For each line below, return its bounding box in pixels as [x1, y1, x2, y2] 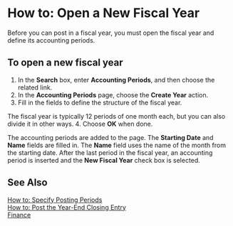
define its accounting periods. [7, 36, 95, 44]
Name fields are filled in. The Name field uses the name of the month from [7, 141, 227, 149]
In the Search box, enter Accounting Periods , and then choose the [17, 75, 215, 84]
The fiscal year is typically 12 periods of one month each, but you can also [7, 112, 226, 120]
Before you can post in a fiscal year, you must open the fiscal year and [7, 28, 214, 37]
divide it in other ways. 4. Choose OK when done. [7, 119, 153, 128]
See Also [7, 176, 48, 189]
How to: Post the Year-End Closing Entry [7, 203, 127, 211]
